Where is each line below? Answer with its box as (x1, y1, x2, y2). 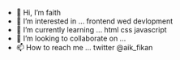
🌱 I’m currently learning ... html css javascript (15, 25, 168, 34)
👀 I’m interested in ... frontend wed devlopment (15, 16, 174, 26)
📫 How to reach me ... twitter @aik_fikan (15, 43, 153, 52)
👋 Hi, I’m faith (15, 8, 62, 17)
